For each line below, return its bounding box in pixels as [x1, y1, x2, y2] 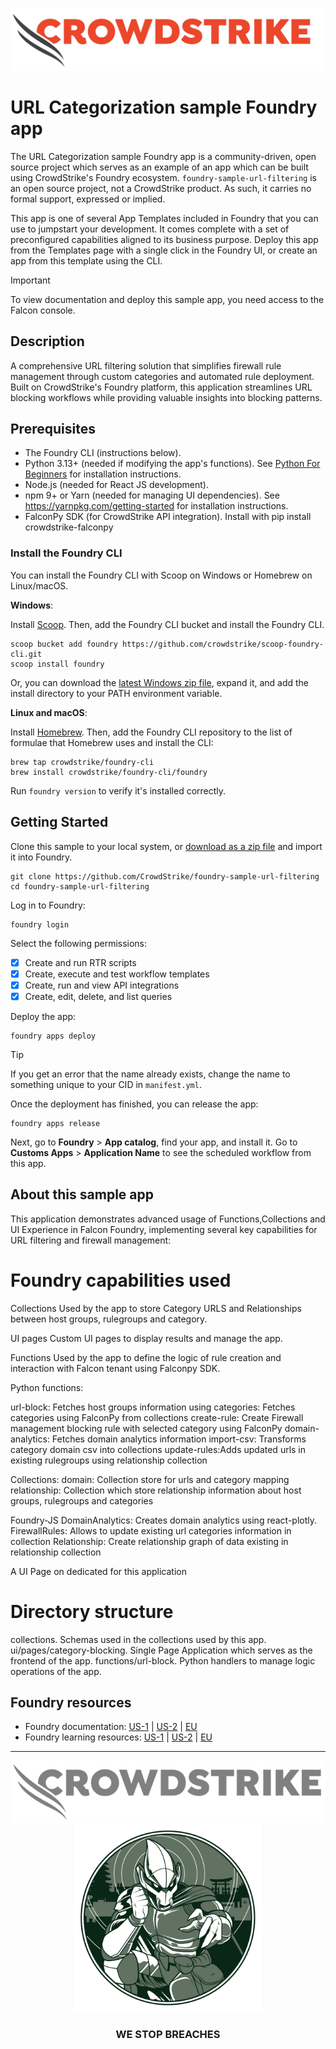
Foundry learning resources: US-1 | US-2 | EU [24, 1731, 213, 1743]
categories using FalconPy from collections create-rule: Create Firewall [10, 1411, 304, 1423]
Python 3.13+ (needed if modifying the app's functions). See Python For [24, 458, 321, 470]
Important [10, 274, 51, 286]
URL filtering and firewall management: [10, 1234, 172, 1246]
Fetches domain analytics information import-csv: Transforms [51, 1433, 307, 1445]
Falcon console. [10, 304, 76, 316]
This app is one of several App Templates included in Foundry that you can [10, 212, 319, 224]
